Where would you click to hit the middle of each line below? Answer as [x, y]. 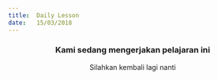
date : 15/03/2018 [40, 23]
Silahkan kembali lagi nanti [133, 67]
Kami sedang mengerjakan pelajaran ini [133, 50]
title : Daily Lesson [44, 15]
